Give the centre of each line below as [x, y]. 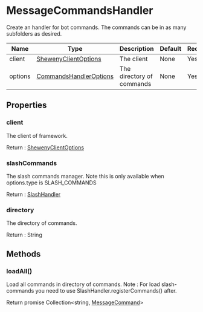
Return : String [24, 235]
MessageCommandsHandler [80, 11]
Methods [24, 254]
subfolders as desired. [34, 33]
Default [171, 48]
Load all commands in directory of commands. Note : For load [83, 284]
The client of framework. [37, 135]
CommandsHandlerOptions [75, 76]
